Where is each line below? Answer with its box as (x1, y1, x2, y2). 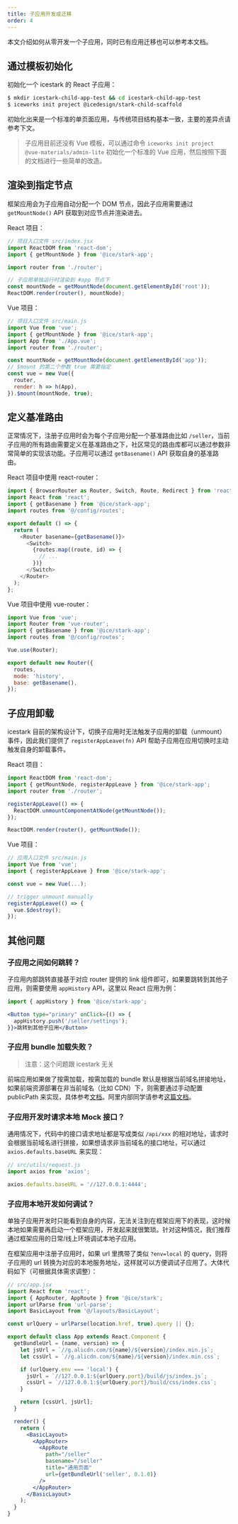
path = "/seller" (45, 1451, 91, 1458)
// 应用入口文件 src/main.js (7, 854, 87, 861)
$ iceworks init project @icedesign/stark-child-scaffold (7, 101, 182, 109)
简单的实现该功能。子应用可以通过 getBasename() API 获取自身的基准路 (13, 449, 220, 458)
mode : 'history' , (13, 673, 65, 680)
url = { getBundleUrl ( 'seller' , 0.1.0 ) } (45, 1471, 157, 1478)
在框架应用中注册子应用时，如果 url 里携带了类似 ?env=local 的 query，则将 (7, 1249, 228, 1258)
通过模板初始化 (7, 60, 73, 72)
